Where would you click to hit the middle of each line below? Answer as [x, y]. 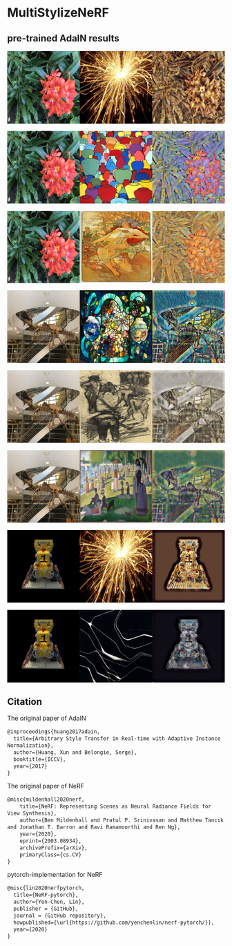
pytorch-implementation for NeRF [55, 875]
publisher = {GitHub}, [46, 909]
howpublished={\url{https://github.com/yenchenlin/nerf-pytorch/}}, [114, 923]
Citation [25, 702]
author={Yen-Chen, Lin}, [49, 902]
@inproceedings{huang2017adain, [54, 732]
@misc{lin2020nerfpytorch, [46, 888]
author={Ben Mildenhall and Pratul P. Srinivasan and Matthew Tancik [122, 820]
